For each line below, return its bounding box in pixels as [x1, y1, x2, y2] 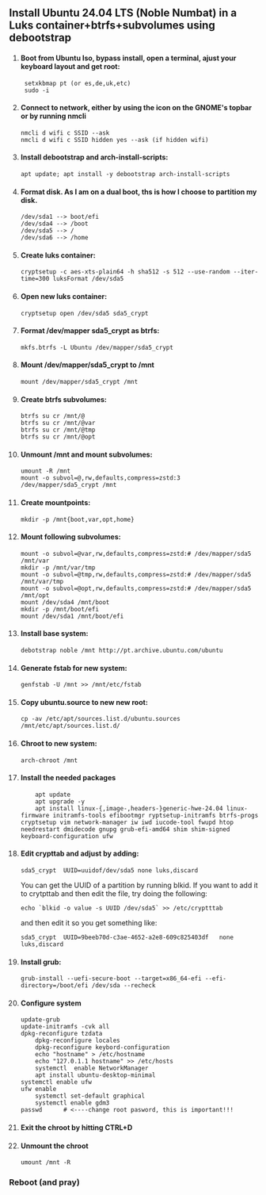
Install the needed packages [20, 773, 116, 783]
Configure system [20, 998, 82, 1008]
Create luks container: [20, 250, 96, 260]
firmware [20, 811, 50, 819]
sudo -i [24, 86, 50, 94]
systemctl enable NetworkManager [35, 1064, 149, 1073]
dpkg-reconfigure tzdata [20, 1030, 103, 1038]
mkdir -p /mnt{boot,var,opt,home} [20, 515, 135, 523]
